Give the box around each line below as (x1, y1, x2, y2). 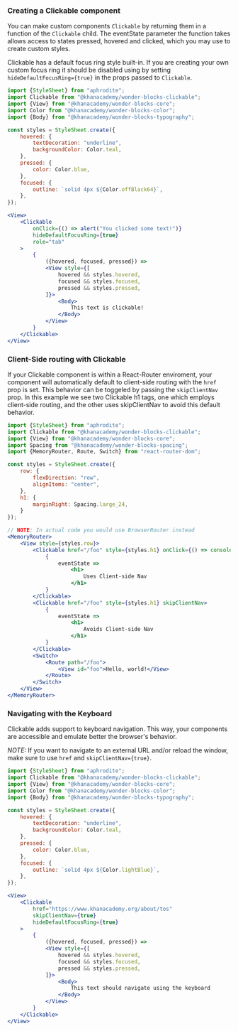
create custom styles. (7, 45, 71, 53)
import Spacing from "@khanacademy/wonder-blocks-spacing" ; (7, 441, 189, 449)
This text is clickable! (70, 304, 144, 311)
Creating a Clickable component (7, 6, 120, 16)
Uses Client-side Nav (83, 573, 147, 581)
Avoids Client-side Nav (83, 626, 154, 633)
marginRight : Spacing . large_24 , (33, 500, 129, 508)
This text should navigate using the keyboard (70, 985, 211, 992)
